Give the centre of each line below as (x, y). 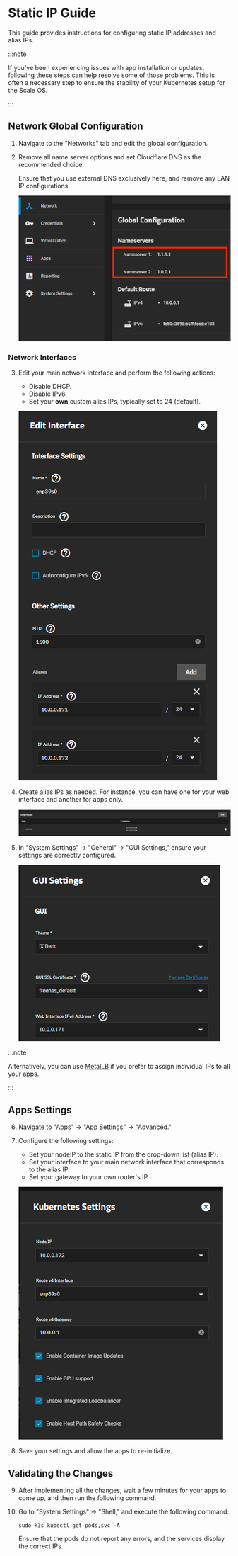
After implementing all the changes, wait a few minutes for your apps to (122, 1490)
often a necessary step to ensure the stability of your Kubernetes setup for (117, 82)
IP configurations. (44, 186)
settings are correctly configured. (67, 856)
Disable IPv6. (48, 394)
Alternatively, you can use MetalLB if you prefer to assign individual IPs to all (119, 1067)
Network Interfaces (42, 357)
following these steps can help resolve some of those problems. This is (111, 75)
